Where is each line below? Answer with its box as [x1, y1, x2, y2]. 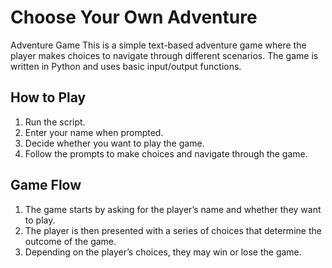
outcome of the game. [24, 235, 117, 247]
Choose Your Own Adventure [10, 6, 258, 29]
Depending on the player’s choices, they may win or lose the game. [24, 246, 302, 258]
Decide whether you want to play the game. [24, 137, 205, 149]
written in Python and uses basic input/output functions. [10, 60, 242, 72]
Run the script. [24, 116, 86, 128]
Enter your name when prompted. [24, 126, 164, 138]
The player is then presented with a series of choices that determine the [24, 224, 322, 236]
